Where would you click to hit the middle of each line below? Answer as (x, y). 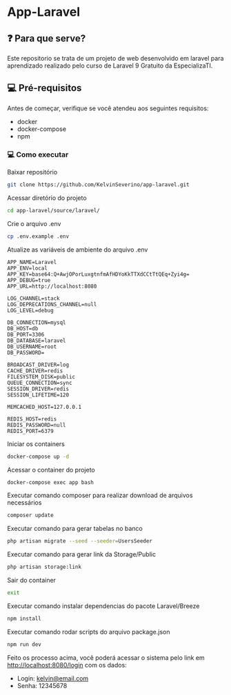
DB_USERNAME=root (32, 346)
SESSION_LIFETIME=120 (38, 395)
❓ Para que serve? (47, 38)
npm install (24, 618)
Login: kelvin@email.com (53, 678)
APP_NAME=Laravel (32, 262)
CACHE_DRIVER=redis (35, 371)
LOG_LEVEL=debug (30, 310)
